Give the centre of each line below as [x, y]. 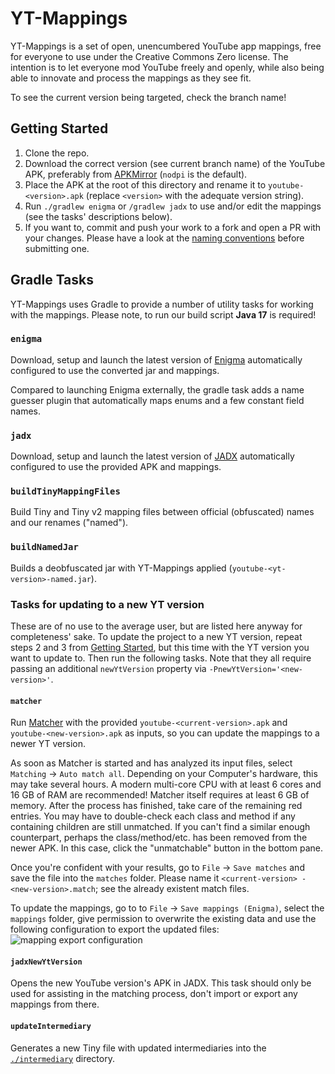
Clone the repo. [57, 153]
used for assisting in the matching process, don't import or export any [154, 994]
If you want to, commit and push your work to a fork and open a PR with [173, 227]
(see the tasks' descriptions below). [98, 216]
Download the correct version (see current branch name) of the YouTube [175, 163]
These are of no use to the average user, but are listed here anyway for [156, 626]
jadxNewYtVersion [46, 962]
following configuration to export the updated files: [115, 929]
